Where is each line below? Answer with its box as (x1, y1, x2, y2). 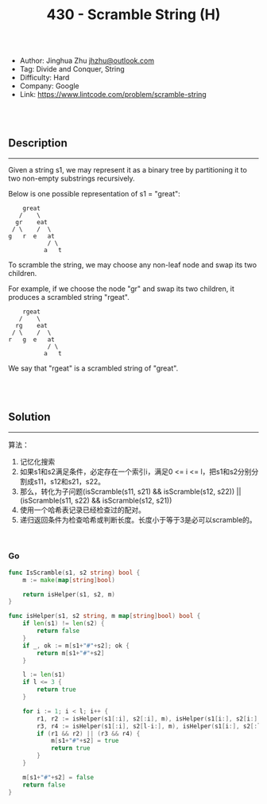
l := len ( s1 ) (22, 670, 66, 679)
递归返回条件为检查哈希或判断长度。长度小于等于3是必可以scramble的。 (19, 515, 257, 524)
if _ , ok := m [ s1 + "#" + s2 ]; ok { (22, 642, 130, 650)
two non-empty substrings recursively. (8, 173, 135, 183)
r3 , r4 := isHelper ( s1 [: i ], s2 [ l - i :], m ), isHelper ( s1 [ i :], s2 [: (37, 722, 258, 730)
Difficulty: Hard (19, 72, 70, 82)
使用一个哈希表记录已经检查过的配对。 (19, 505, 145, 515)
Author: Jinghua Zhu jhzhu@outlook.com (19, 56, 155, 65)
